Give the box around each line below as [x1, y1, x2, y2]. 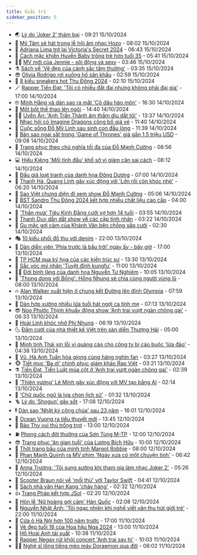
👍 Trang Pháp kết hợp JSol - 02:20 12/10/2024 [14, 489, 130, 496]
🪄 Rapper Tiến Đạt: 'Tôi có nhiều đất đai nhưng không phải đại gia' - [14, 84, 182, 91]
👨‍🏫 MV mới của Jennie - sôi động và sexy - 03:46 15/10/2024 [14, 58, 166, 65]
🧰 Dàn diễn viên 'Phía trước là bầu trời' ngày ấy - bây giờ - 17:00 [14, 243, 170, 250]
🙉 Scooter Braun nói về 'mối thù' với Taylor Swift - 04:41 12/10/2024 [14, 476, 180, 484]
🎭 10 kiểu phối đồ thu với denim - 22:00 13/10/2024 [14, 234, 142, 242]
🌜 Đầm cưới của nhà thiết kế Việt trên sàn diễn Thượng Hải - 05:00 [14, 326, 179, 333]
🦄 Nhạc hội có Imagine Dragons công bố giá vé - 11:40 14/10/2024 [14, 118, 176, 125]
